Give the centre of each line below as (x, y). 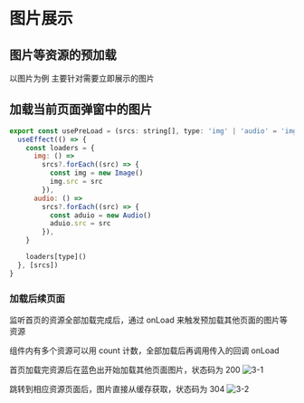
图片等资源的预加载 (63, 55)
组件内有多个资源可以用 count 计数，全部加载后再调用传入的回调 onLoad (144, 350)
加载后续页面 (38, 298)
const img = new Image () (96, 173)
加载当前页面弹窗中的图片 (81, 110)
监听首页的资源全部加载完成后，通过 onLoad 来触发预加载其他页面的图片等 (148, 320)
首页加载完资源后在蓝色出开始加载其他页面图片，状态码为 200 (125, 369)
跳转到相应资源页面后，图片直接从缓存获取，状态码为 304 (117, 389)
